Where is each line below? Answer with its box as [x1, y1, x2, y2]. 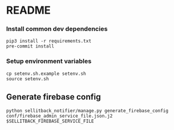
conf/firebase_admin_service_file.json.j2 [6, 113, 113, 119]
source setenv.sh [6, 75, 49, 82]
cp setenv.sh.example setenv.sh [6, 71, 86, 77]
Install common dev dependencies [6, 25, 108, 33]
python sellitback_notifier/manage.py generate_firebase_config [6, 107, 169, 113]
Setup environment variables [6, 57, 92, 65]
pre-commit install [6, 43, 55, 49]
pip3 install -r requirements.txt [6, 38, 92, 45]
